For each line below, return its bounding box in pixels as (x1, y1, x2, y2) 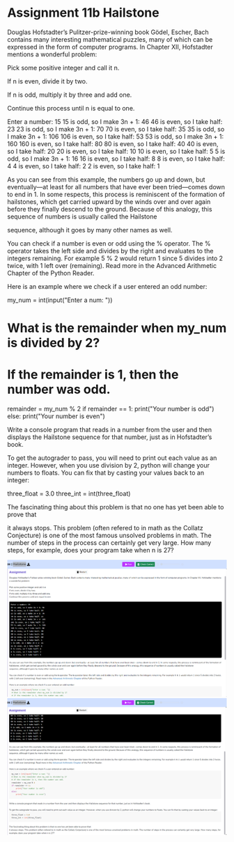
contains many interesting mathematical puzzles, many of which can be (7, 35, 213, 43)
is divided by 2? (7, 335, 100, 351)
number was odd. (7, 381, 111, 397)
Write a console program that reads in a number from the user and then (7, 426, 212, 434)
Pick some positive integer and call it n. (7, 63, 120, 72)
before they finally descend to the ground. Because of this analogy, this (7, 205, 212, 213)
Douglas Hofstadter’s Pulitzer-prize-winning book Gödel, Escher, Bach (7, 28, 209, 36)
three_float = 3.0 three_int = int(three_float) (7, 489, 131, 498)
